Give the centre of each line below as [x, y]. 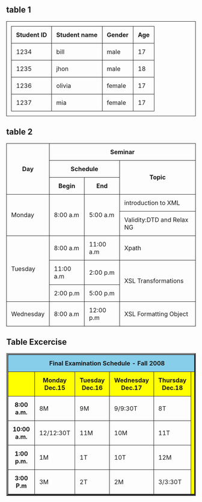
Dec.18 [173, 388]
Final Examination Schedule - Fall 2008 [107, 363]
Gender [118, 34]
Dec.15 [55, 388]
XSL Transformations [154, 281]
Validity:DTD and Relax [156, 219]
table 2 [20, 132]
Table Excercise [37, 342]
